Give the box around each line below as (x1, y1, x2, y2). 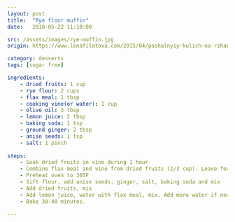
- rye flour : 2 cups (20, 87, 80, 95)
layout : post (7, 10, 45, 18)
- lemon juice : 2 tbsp (20, 113, 86, 120)
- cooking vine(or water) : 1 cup (20, 100, 117, 107)
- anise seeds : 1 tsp (20, 132, 83, 140)
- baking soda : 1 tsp (20, 120, 83, 127)
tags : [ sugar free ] (7, 62, 64, 69)
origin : (7, 43, 30, 50)
